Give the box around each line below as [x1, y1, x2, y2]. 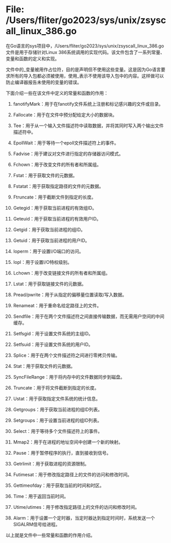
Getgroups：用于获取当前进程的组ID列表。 [13, 406, 102, 412]
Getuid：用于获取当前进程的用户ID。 [13, 237, 90, 243]
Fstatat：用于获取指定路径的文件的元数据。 [13, 183, 104, 189]
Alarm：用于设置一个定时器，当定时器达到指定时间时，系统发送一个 [13, 514, 155, 521]
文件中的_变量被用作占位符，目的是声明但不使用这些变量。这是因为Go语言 [6, 66, 161, 72]
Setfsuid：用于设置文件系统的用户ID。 [13, 341, 93, 348]
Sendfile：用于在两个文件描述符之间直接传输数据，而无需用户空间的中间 [13, 313, 164, 319]
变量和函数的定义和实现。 [6, 55, 60, 62]
